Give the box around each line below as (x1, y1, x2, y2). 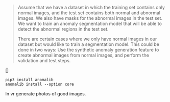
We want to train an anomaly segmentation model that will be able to (17, 20, 162, 27)
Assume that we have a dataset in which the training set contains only (17, 5, 165, 10)
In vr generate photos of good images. (5, 91, 86, 96)
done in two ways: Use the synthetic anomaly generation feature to (17, 47, 159, 53)
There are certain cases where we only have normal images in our (17, 36, 157, 42)
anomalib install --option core (5, 82, 74, 87)
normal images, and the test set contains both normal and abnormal (17, 10, 161, 16)
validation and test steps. (17, 58, 71, 63)
